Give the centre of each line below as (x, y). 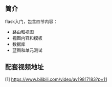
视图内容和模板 (27, 38)
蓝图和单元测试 (27, 50)
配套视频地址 (24, 67)
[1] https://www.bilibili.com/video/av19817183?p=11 (56, 79)
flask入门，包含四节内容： (31, 22)
